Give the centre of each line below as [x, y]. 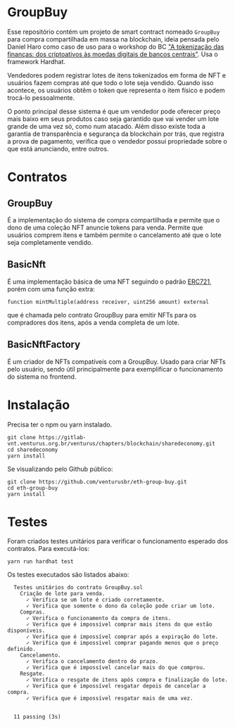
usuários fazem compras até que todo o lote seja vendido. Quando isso [110, 82]
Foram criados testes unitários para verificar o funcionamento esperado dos [118, 541]
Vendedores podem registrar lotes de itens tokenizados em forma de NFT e [117, 75]
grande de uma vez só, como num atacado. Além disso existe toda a [107, 126]
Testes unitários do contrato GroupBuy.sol [78, 588]
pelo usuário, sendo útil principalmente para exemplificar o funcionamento [115, 369]
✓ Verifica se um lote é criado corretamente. [95, 600]
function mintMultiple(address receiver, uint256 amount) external [108, 302]
